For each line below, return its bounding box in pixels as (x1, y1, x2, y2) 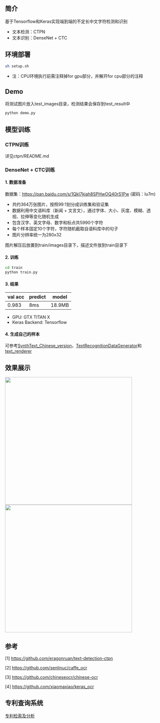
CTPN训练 (5, 141, 29, 148)
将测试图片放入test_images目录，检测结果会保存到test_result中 (5, 101, 131, 107)
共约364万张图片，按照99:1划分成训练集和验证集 (12, 201, 109, 207)
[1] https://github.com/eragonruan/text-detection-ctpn (5, 655, 113, 661)
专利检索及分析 (5, 713, 35, 719)
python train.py (5, 270, 38, 275)
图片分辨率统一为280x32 (12, 232, 62, 237)
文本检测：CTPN (12, 29, 45, 35)
